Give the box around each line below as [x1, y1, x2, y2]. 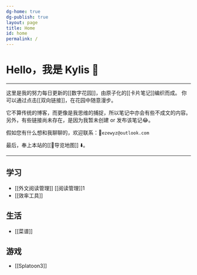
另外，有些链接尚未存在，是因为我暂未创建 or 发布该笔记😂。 [6, 116, 154, 124]
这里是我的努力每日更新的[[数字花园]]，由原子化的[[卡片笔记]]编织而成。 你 [6, 89, 187, 96]
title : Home [6, 25, 35, 31]
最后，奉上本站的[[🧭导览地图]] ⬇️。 [6, 141, 89, 148]
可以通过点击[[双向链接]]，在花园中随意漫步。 [6, 97, 117, 104]
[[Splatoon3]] [14, 263, 47, 270]
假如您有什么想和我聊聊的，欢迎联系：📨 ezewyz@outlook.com [6, 129, 150, 136]
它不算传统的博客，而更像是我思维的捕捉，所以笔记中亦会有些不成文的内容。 [6, 109, 191, 116]
